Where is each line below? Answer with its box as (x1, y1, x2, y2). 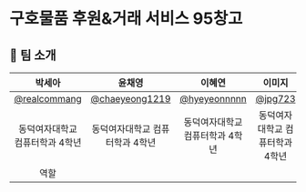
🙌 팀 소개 (9, 47, 56, 63)
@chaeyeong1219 (90, 93, 171, 105)
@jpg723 (255, 93, 296, 105)
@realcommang (14, 93, 82, 105)
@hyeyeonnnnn (179, 93, 248, 105)
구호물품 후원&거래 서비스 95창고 (9, 8, 243, 29)
